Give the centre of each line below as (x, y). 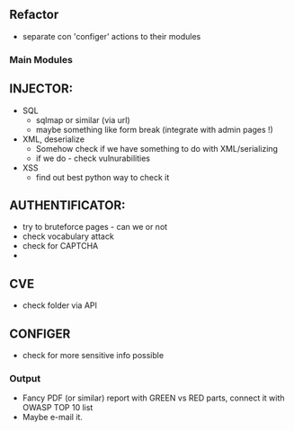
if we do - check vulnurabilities (93, 158)
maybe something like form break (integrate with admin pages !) (155, 129)
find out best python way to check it (102, 177)
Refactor (34, 15)
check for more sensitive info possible (93, 355)
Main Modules (41, 59)
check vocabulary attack (68, 236)
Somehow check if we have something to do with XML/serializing (157, 148)
